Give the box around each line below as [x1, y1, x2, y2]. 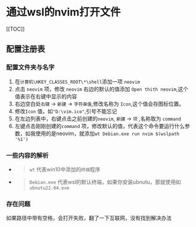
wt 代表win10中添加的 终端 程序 [29, 165, 100, 172]
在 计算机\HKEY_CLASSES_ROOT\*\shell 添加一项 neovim [14, 78, 141, 85]
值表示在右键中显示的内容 [14, 92, 77, 100]
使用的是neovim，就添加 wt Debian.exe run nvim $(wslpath [35, 130, 179, 137]
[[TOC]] [6, 25, 25, 33]
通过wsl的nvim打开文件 [6, 5, 121, 19]
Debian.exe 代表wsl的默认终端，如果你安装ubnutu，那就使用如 [29, 178, 181, 186]
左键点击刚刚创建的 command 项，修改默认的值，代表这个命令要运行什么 [14, 122, 185, 129]
